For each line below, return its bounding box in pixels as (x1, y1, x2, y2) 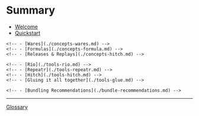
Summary (6, 4, 55, 17)
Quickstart (14, 29, 40, 36)
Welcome (14, 23, 38, 30)
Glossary (6, 103, 28, 110)
